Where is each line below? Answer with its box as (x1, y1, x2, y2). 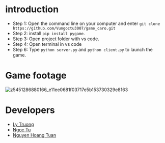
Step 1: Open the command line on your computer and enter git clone (12, 20, 160, 26)
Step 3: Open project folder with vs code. (12, 36, 99, 42)
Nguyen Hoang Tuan (12, 132, 57, 138)
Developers (5, 104, 55, 116)
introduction (5, 4, 59, 15)
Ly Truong (12, 121, 34, 127)
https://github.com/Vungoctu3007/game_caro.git (12, 25, 116, 31)
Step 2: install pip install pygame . (12, 30, 85, 36)
